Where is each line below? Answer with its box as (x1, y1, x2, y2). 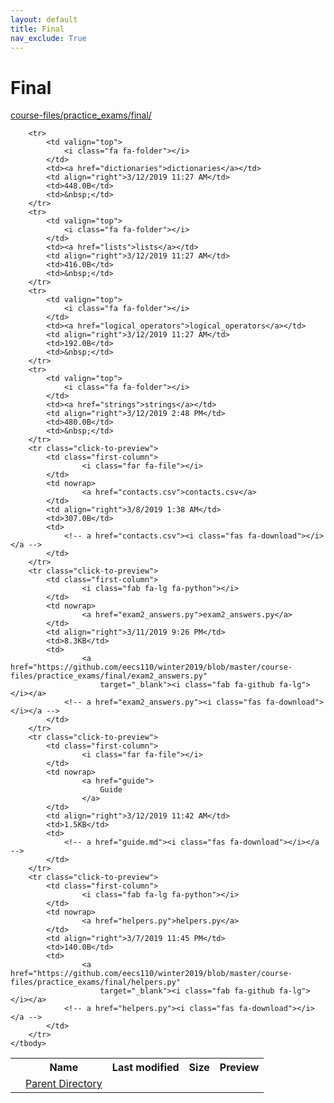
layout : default (10, 14, 78, 25)
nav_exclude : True (10, 33, 87, 43)
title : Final (10, 24, 65, 34)
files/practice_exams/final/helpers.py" (10, 977, 182, 988)
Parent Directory (25, 1077, 103, 1091)
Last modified (111, 1061, 180, 1075)
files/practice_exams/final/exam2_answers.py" (10, 671, 208, 681)
